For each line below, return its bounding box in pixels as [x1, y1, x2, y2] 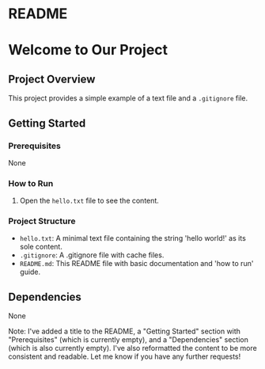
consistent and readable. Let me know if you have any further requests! [8, 352, 241, 361]
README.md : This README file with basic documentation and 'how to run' [19, 259, 254, 268]
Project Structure [8, 215, 76, 226]
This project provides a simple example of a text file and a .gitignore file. [8, 93, 248, 103]
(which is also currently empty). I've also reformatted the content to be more [8, 344, 257, 353]
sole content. [19, 242, 63, 252]
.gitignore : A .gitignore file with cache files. [19, 250, 165, 260]
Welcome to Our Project [8, 41, 168, 59]
